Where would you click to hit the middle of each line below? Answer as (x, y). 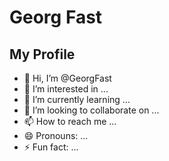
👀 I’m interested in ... (66, 89)
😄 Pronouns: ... (56, 135)
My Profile (42, 54)
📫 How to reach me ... (70, 121)
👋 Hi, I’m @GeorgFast (67, 78)
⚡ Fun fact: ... (51, 147)
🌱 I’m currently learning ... (77, 99)
